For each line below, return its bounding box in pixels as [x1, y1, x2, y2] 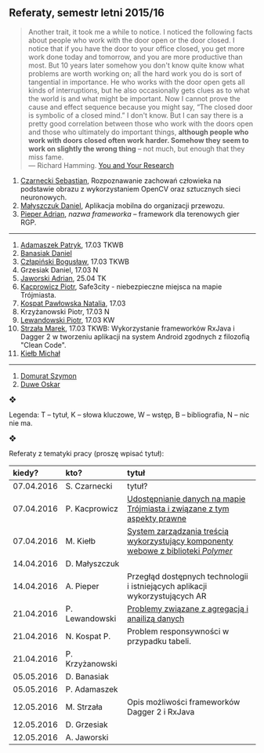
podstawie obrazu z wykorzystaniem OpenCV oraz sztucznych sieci [20, 184, 241, 193]
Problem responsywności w [127, 626, 230, 637]
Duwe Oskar [20, 379, 61, 389]
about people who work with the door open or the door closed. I [27, 35, 235, 45]
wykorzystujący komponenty [127, 536, 233, 546]
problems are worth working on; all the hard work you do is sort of [27, 68, 242, 78]
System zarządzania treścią [127, 525, 230, 536]
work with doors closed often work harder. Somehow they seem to [27, 135, 249, 144]
